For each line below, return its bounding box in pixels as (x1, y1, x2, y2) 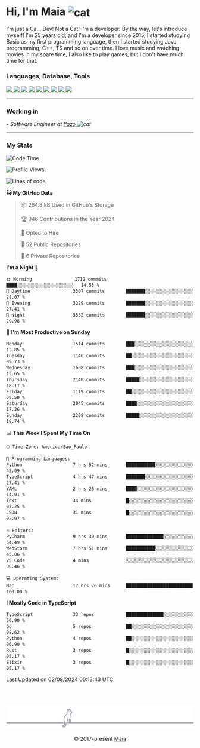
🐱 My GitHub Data (6, 189, 54, 197)
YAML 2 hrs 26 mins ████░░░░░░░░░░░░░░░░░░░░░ (6, 486, 193, 492)
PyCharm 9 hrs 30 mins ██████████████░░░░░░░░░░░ (6, 534, 193, 539)
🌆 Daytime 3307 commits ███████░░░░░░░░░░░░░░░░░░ (6, 289, 193, 295)
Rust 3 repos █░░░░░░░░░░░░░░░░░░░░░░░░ (6, 648, 193, 654)
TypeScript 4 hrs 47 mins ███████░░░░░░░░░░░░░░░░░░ (6, 474, 193, 480)
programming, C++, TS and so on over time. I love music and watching (6, 44, 180, 52)
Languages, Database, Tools (6, 72, 90, 81)
